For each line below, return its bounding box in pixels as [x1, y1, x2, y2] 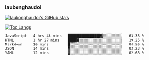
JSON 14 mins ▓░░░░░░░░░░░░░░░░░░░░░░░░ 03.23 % [5, 46, 145, 51]
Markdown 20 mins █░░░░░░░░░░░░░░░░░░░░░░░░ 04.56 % [5, 42, 145, 47]
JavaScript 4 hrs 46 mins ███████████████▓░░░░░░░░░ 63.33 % [5, 33, 145, 39]
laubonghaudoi [5, 4, 42, 11]
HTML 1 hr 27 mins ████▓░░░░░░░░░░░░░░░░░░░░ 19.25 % [5, 38, 145, 43]
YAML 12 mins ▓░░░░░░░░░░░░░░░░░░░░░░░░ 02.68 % [5, 50, 145, 56]
